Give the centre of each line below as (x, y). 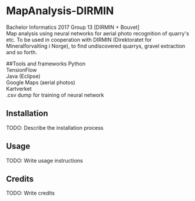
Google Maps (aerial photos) (41, 82)
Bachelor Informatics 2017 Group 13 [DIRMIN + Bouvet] (73, 27)
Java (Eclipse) (23, 76)
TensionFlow (22, 70)
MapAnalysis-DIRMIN (60, 11)
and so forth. (22, 52)
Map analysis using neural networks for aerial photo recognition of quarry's (98, 33)
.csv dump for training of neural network (55, 95)
